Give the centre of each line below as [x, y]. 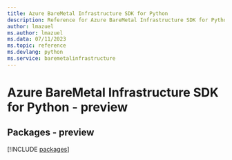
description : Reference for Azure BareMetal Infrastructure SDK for [108, 20]
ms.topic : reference [37, 46]
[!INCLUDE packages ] [38, 149]
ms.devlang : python [35, 52]
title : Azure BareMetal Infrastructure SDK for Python [88, 13]
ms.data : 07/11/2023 [37, 39]
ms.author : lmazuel [35, 33]
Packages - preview [51, 133]
